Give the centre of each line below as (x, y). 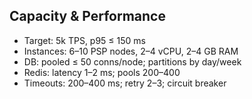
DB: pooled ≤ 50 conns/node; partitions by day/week (132, 61)
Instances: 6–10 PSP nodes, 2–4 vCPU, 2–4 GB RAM (131, 51)
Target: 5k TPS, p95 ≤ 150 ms (84, 40)
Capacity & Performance (87, 16)
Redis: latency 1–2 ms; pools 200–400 (102, 72)
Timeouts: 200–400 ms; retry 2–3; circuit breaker (125, 83)
